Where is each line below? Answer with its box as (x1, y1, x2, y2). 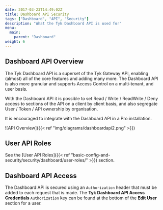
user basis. (5, 86, 27, 92)
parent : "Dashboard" (14, 35, 56, 40)
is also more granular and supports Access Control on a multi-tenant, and (5, 80, 154, 86)
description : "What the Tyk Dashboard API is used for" (5, 21, 122, 26)
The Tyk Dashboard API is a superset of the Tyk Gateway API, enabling (5, 70, 149, 76)
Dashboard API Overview (5, 57, 84, 66)
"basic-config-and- (71, 152, 110, 158)
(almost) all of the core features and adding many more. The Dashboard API (5, 76, 159, 81)
